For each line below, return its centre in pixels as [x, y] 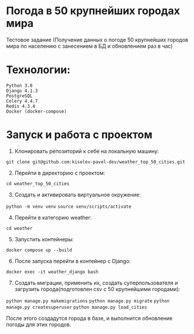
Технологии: [38, 70]
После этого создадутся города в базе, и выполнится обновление [89, 318]
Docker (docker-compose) [36, 111]
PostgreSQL [19, 96]
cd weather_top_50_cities [38, 184]
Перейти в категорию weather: [53, 217]
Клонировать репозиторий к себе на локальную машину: [87, 151]
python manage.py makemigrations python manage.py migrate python [88, 301]
